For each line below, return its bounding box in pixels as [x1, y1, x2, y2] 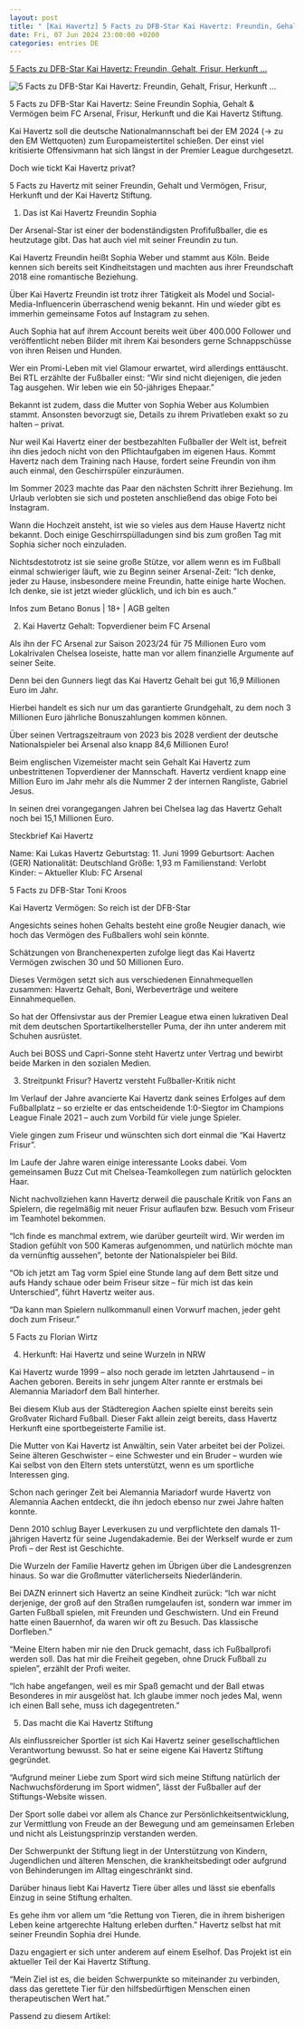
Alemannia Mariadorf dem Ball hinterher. [9, 1386, 160, 1397]
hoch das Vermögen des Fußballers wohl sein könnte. [9, 930, 210, 941]
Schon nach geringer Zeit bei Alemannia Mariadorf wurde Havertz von [9, 1487, 271, 1497]
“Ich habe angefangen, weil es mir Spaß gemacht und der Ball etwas [9, 1681, 265, 1692]
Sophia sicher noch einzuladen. [9, 539, 127, 550]
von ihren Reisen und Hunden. [9, 346, 122, 356]
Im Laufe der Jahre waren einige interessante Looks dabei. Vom [9, 1157, 247, 1168]
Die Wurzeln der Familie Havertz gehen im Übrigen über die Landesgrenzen [9, 1561, 292, 1572]
